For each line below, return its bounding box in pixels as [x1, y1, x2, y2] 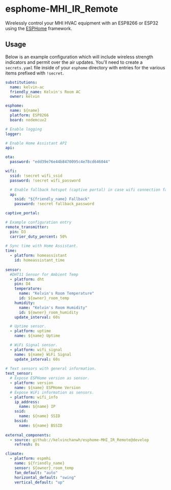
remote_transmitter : [5, 224, 49, 229]
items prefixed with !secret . [5, 70, 64, 76]
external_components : [5, 432, 51, 437]
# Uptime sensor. [10, 324, 47, 329]
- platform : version [10, 380, 53, 385]
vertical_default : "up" [14, 480, 65, 485]
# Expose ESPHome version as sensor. [10, 376, 90, 381]
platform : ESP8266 [10, 113, 49, 118]
